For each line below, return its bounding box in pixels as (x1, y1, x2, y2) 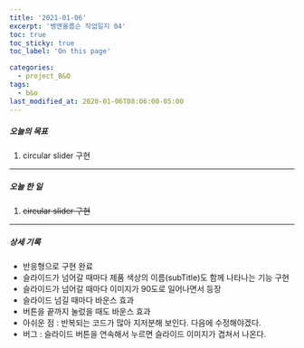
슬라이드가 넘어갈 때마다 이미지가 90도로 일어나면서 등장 (22, 284, 222, 295)
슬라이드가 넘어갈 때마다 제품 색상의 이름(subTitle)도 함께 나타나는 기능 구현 (22, 272, 290, 283)
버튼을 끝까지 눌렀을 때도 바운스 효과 (22, 306, 151, 317)
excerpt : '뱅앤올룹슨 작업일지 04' (9, 22, 127, 31)
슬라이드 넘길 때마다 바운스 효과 (22, 295, 134, 306)
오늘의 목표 (9, 126, 48, 136)
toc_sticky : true (9, 38, 75, 48)
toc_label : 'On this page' (9, 47, 111, 56)
